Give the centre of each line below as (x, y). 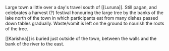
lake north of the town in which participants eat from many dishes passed (82, 18)
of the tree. (17, 29)
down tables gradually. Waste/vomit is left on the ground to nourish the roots (85, 23)
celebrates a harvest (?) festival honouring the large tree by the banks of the (84, 13)
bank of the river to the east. (35, 44)
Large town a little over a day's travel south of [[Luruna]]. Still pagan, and (81, 7)
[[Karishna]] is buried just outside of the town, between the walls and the (81, 38)
